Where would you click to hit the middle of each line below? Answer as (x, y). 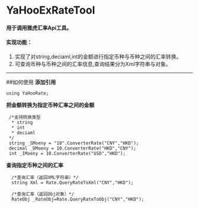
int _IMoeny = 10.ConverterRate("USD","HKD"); (67, 153)
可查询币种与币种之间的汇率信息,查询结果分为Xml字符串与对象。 (93, 64)
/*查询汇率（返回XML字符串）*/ (45, 177)
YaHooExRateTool (51, 10)
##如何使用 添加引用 (31, 82)
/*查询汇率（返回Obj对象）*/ (43, 194)
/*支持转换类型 (25, 117)
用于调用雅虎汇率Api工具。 (39, 28)
